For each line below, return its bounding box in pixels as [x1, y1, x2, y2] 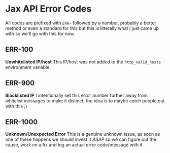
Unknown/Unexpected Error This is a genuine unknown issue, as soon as [5, 131, 160, 137]
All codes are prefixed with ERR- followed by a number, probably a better [5, 20, 156, 26]
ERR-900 [5, 79, 35, 88]
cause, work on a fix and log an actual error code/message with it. [5, 142, 144, 148]
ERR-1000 [5, 118, 38, 126]
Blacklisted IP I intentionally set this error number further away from [5, 92, 148, 98]
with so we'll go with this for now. [5, 30, 75, 36]
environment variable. [5, 64, 51, 70]
